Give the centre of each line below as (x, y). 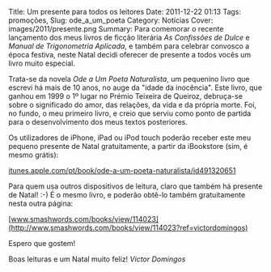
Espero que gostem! (42, 243)
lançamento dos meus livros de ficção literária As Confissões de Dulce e (129, 37)
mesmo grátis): (34, 155)
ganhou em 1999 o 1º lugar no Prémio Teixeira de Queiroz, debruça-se (125, 96)
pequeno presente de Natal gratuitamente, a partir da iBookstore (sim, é (128, 146)
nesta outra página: (41, 203)
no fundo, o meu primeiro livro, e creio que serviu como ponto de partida (130, 113)
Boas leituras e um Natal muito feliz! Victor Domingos (97, 259)
